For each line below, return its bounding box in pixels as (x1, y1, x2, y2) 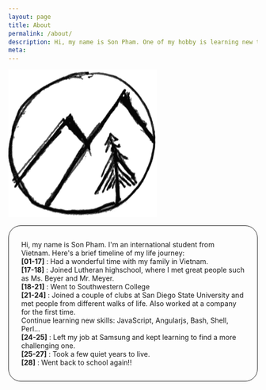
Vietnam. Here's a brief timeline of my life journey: (21, 248, 185, 258)
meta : (8, 46, 26, 55)
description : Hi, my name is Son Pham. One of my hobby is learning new (8, 38, 253, 46)
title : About (8, 21, 51, 29)
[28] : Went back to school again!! (21, 357, 132, 368)
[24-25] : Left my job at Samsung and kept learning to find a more (21, 333, 237, 342)
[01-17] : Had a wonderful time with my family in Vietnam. (21, 257, 208, 266)
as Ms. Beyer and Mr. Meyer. (21, 273, 115, 283)
